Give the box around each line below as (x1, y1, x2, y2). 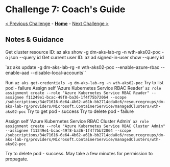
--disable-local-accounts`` (30, 69, 87, 76)
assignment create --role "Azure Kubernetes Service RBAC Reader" (5, 90, 150, 96)
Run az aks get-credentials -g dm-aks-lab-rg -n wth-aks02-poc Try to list (5, 79, 164, 85)
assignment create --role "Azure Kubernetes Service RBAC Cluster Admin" (5, 124, 166, 129)
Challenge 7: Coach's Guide (5, 4, 126, 15)
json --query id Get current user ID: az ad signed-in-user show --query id (9, 54, 164, 60)
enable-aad (5, 69, 30, 76)
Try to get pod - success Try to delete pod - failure (27, 108, 134, 114)
